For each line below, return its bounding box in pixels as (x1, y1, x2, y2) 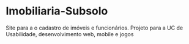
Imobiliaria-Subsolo (6, 4, 108, 18)
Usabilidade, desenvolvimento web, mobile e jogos (6, 30, 134, 37)
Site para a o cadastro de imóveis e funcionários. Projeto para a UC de (6, 24, 183, 31)
